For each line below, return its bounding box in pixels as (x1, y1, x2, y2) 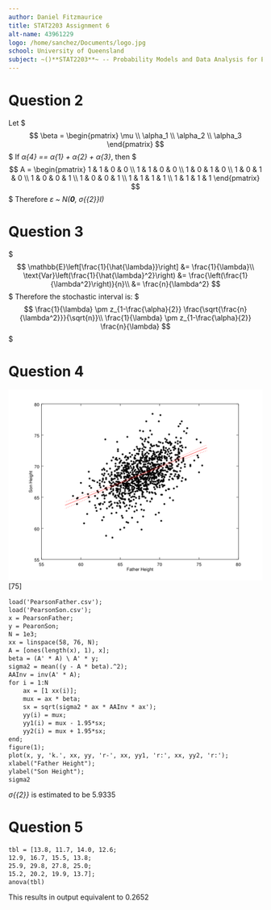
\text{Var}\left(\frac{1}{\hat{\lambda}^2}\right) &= (23, 270, 187, 280)
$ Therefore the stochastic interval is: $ (8, 291, 140, 301)
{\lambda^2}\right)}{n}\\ (50, 279, 131, 288)
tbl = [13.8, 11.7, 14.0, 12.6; (8, 845, 117, 853)
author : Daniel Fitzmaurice (8, 13, 103, 21)
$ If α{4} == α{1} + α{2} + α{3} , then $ (8, 152, 137, 161)
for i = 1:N (8, 678, 48, 686)
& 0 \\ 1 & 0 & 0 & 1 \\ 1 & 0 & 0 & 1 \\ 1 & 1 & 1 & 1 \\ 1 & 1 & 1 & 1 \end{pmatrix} (10, 173, 261, 182)
